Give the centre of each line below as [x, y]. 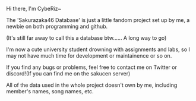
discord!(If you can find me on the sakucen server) [68, 73]
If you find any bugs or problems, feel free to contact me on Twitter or [91, 67]
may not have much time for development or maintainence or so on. [89, 56]
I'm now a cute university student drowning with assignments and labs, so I [98, 49]
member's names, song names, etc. [50, 91]
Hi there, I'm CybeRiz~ [34, 9]
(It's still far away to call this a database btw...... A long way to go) [86, 38]
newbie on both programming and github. [57, 26]
